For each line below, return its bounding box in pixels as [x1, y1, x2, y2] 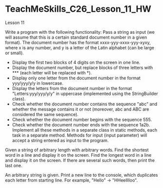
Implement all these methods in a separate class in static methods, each [12, 127, 158, 133]
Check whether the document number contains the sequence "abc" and [12, 101, 158, 107]
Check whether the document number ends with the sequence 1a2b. [12, 121, 150, 128]
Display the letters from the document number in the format [12, 85, 132, 91]
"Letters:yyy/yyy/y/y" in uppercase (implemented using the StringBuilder [12, 91, 159, 96]
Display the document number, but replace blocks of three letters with [12, 65, 153, 70]
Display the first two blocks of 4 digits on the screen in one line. [12, 59, 141, 65]
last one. [5, 163, 23, 168]
